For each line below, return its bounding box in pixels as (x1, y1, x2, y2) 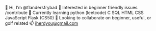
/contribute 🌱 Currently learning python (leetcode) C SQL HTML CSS (5, 10, 144, 15)
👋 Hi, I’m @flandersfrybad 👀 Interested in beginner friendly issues (5, 5, 138, 10)
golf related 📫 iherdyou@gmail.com (5, 20, 78, 26)
